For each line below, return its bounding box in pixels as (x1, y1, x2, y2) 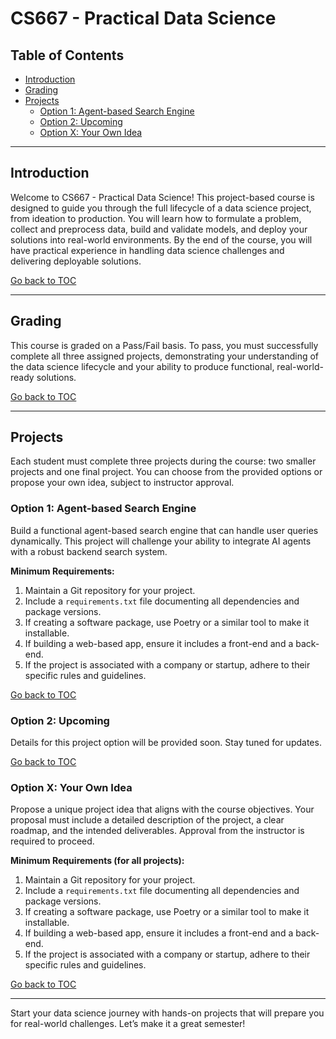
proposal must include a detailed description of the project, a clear (10, 814, 285, 826)
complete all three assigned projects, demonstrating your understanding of (10, 350, 320, 362)
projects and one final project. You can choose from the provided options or (10, 466, 323, 478)
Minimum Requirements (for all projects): (10, 855, 185, 867)
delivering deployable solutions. (10, 255, 142, 267)
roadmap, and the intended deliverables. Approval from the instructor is (10, 825, 305, 837)
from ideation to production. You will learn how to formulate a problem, (10, 212, 302, 224)
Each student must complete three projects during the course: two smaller (10, 455, 317, 467)
